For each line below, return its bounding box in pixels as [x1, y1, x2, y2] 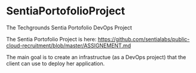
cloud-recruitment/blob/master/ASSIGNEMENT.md [6, 42, 131, 49]
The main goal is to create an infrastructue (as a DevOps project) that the [6, 53, 186, 60]
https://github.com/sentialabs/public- [97, 35, 190, 42]
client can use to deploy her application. [6, 60, 105, 67]
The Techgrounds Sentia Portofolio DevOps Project [6, 24, 133, 31]
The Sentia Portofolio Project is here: [6, 35, 97, 42]
